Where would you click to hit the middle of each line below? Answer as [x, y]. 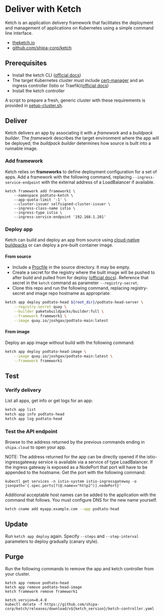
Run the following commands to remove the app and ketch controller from [80, 568]
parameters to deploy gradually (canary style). [52, 541]
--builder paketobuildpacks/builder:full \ [59, 312]
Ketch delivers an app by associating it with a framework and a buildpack [79, 133]
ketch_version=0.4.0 [26, 600]
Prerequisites [26, 63]
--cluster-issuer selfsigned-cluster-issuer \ [62, 204]
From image [17, 332]
